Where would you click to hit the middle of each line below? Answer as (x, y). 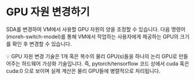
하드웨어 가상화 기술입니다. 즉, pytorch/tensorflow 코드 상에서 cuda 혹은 (105, 63)
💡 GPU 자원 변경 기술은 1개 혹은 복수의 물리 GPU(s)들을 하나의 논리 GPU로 (92, 56)
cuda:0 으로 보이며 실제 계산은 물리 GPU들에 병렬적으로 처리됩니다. (83, 71)
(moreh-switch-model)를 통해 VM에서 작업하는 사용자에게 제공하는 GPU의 (93, 36)
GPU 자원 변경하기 (48, 12)
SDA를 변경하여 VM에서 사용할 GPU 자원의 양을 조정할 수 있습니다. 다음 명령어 (96, 29)
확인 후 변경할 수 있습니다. (42, 44)
